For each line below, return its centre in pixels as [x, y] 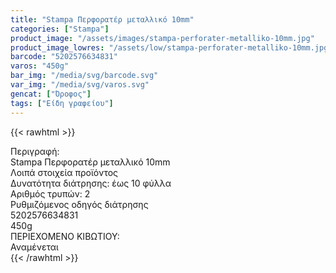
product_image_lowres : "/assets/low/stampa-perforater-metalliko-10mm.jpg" [171, 47]
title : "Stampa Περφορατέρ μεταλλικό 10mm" [102, 19]
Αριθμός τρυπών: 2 [50, 193]
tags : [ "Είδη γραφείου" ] [62, 103]
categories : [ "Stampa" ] [60, 29]
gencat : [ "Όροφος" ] [51, 94]
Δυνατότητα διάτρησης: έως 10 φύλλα [91, 183]
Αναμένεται [34, 247]
